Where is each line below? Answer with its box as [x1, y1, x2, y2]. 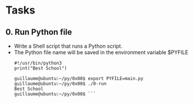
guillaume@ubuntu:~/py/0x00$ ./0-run [14, 81, 107, 87]
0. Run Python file [5, 27, 72, 37]
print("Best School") [14, 65, 67, 71]
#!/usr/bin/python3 [14, 60, 62, 66]
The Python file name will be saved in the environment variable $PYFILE [14, 49, 189, 56]
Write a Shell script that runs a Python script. [14, 42, 123, 49]
